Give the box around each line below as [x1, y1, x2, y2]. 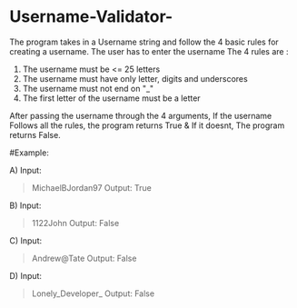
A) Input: [9, 164, 43, 175]
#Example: [9, 147, 50, 158]
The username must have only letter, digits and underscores [22, 73, 248, 84]
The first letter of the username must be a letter [22, 93, 202, 104]
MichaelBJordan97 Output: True [31, 182, 153, 193]
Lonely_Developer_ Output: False [31, 288, 155, 299]
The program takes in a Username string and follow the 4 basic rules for [9, 36, 279, 47]
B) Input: [9, 200, 42, 211]
